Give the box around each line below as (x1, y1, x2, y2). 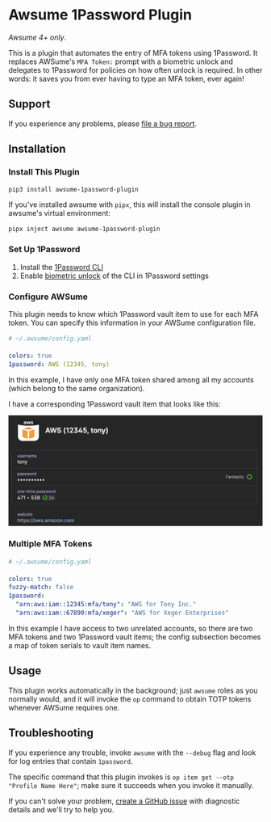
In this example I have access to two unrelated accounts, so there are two (8, 623, 253, 633)
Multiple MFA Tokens (8, 538, 93, 550)
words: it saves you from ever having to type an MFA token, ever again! (8, 74, 244, 83)
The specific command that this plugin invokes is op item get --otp (8, 772, 234, 782)
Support (8, 97, 51, 111)
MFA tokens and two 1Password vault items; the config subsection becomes (8, 632, 261, 642)
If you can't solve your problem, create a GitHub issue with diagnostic (8, 796, 240, 806)
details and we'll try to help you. (8, 804, 115, 814)
